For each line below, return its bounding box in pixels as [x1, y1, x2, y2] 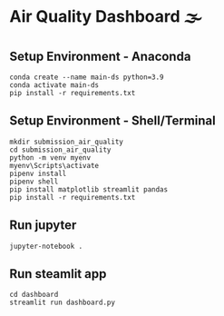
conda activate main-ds [9, 81, 100, 90]
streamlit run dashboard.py [9, 298, 116, 308]
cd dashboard [9, 291, 59, 300]
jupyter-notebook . [9, 242, 83, 251]
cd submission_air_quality [9, 145, 112, 154]
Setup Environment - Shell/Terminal [9, 114, 216, 129]
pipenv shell [9, 177, 59, 186]
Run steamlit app [9, 266, 107, 281]
